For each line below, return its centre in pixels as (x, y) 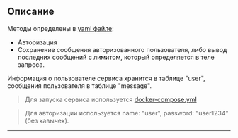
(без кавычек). (47, 120)
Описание (31, 12)
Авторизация (38, 42)
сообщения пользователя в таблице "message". (80, 86)
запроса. (31, 64)
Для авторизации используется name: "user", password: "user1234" (126, 113)
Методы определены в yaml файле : (61, 28)
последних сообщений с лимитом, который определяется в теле (116, 57)
